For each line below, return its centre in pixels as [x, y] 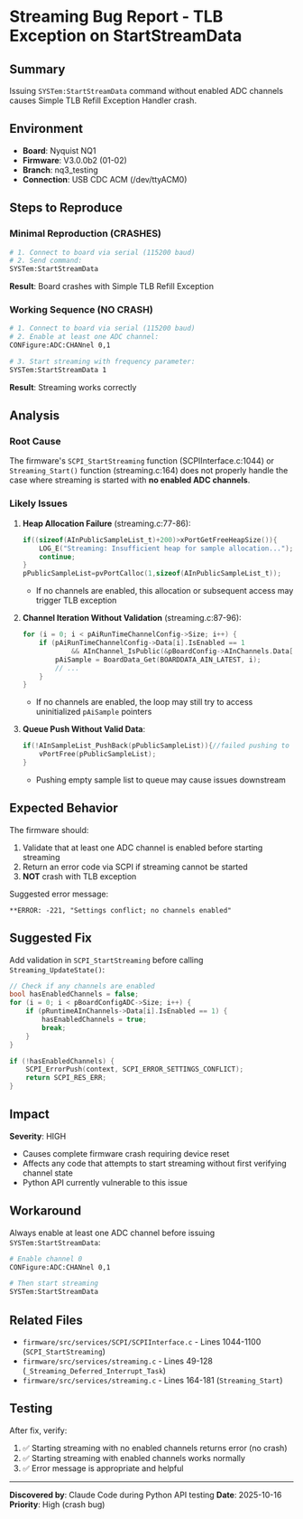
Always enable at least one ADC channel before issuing [112, 1233]
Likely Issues [38, 503]
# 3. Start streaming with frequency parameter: [102, 362]
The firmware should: [49, 830]
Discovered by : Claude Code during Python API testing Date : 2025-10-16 [146, 1495]
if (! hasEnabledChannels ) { [62, 1061]
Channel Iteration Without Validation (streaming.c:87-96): [132, 618]
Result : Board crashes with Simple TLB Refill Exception [112, 286]
